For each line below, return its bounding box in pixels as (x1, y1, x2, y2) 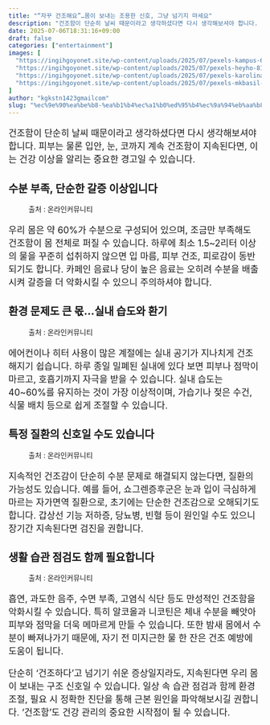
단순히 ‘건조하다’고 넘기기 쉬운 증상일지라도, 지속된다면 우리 (8, 668, 247, 679)
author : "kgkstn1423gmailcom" (8, 94, 110, 102)
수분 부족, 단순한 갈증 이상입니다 (8, 182, 158, 195)
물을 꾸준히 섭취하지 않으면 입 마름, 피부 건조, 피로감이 (18, 250, 237, 262)
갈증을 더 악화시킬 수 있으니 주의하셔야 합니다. (27, 276, 212, 288)
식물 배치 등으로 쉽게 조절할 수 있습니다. (8, 399, 169, 411)
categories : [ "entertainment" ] (8, 42, 113, 50)
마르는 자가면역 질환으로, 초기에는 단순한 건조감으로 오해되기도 (8, 496, 260, 508)
